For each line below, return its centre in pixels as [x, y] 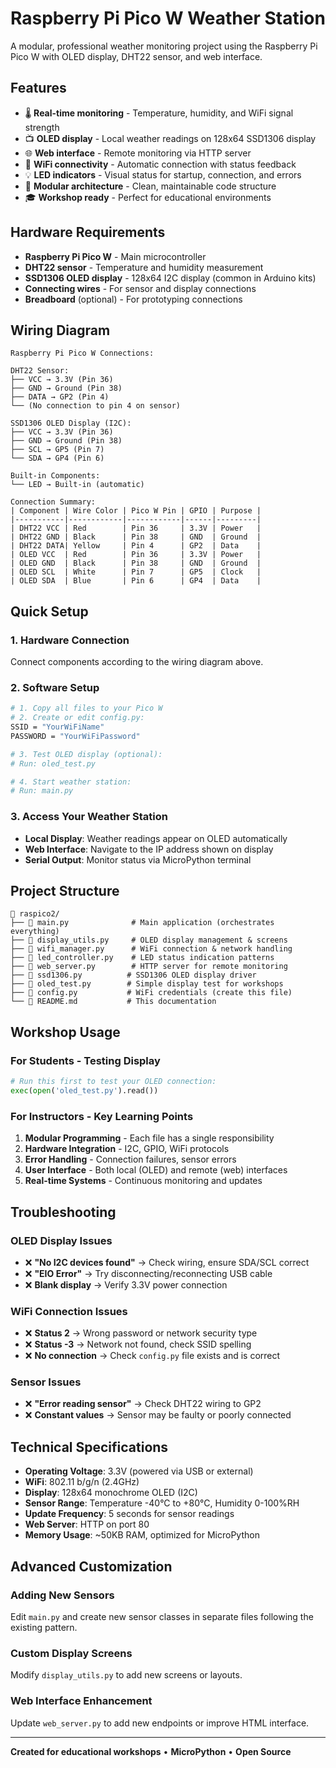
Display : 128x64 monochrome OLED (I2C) [111, 1493]
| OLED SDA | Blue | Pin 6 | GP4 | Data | [136, 581]
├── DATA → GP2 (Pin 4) [60, 397]
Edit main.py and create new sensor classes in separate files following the [162, 1616]
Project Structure [65, 891]
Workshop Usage [65, 1032]
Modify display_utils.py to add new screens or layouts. [126, 1675]
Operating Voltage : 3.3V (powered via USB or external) [139, 1471]
